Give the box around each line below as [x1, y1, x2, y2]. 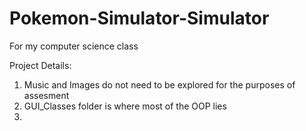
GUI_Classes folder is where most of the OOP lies [23, 100, 227, 112]
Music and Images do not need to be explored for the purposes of [23, 78, 296, 91]
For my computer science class [9, 40, 139, 52]
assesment [23, 89, 70, 101]
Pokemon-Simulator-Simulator [9, 7, 270, 30]
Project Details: [9, 59, 72, 71]
